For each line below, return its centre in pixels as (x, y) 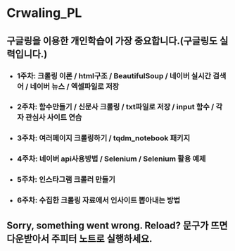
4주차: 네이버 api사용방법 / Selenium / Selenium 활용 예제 (111, 159)
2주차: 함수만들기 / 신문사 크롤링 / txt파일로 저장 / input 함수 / (115, 107)
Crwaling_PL (44, 13)
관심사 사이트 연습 (53, 118)
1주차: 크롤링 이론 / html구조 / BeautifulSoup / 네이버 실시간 (114, 75)
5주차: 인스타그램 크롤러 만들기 (66, 180)
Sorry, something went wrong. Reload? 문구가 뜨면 (117, 225)
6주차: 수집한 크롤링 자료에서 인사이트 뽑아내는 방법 (99, 200)
